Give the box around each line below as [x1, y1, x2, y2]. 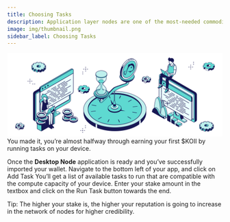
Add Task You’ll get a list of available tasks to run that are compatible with [7, 172, 216, 181]
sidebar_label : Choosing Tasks [7, 33, 97, 40]
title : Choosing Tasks [7, 11, 72, 18]
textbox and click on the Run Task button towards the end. [7, 187, 172, 195]
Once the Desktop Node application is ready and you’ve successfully [7, 158, 203, 166]
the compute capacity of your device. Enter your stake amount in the [7, 180, 201, 188]
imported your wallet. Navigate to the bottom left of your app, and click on [7, 165, 216, 173]
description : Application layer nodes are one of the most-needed [7, 18, 201, 25]
